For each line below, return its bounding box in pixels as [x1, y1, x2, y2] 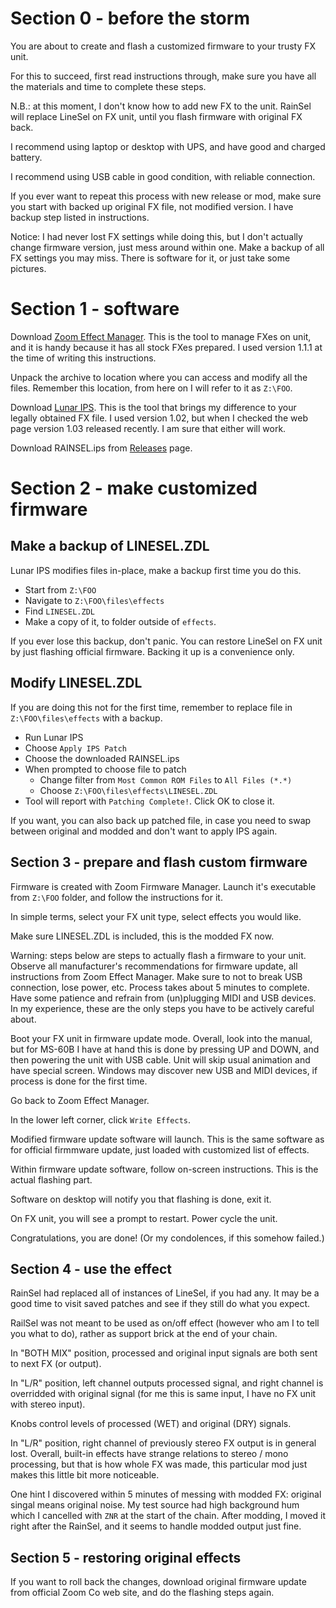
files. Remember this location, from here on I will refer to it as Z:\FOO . [10, 382, 293, 394]
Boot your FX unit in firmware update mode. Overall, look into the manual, [10, 1032, 313, 1044]
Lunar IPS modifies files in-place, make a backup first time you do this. [10, 564, 302, 576]
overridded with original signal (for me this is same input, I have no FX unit [10, 1388, 317, 1400]
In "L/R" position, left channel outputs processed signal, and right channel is [10, 1377, 324, 1389]
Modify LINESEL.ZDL [10, 675, 143, 692]
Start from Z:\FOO [24, 583, 97, 596]
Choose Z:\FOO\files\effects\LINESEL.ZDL [39, 784, 218, 796]
